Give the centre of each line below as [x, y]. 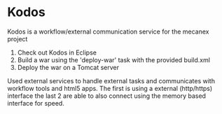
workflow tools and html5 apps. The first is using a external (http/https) [110, 88]
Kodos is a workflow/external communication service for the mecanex [108, 31]
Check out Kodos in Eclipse [57, 52]
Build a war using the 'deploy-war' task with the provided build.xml [113, 59]
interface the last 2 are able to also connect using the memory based [107, 96]
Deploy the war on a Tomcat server [68, 67]
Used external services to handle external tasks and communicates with [111, 80]
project [18, 38]
